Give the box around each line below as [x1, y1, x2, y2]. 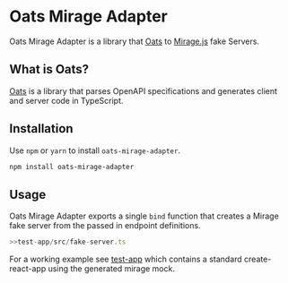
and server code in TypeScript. [9, 95, 124, 106]
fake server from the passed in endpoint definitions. [9, 220, 201, 231]
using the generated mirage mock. [48, 263, 175, 274]
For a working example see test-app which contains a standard [9, 253, 242, 265]
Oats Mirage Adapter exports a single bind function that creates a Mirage [9, 210, 280, 221]
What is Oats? [9, 62, 90, 77]
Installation [9, 121, 74, 136]
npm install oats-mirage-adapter [9, 162, 135, 171]
